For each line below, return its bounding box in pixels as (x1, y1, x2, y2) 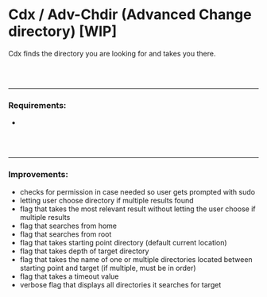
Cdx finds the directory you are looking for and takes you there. (8, 48, 216, 58)
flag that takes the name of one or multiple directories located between (19, 254, 253, 264)
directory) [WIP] (8, 22, 118, 40)
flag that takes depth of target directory (19, 246, 149, 256)
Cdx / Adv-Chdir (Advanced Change (8, 6, 252, 24)
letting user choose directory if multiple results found (19, 195, 194, 205)
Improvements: (8, 169, 69, 180)
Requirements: (8, 99, 67, 110)
